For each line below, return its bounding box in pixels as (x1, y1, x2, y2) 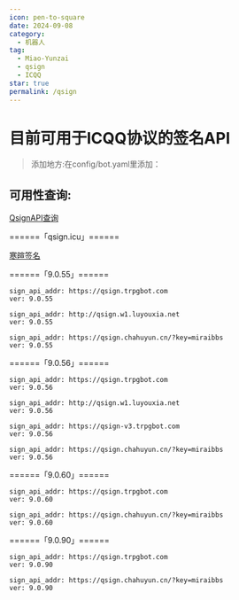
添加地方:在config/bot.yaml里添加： (30, 159, 161, 169)
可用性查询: (9, 187, 73, 202)
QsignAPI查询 (9, 213, 59, 223)
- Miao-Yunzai (17, 54, 69, 63)
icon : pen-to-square (9, 12, 86, 22)
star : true (9, 79, 50, 88)
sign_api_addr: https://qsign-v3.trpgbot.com (9, 422, 180, 431)
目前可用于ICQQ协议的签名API (9, 128, 230, 148)
